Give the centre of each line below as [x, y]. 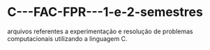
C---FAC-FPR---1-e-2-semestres [105, 12]
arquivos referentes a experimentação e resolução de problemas [100, 31]
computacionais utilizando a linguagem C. [67, 38]
